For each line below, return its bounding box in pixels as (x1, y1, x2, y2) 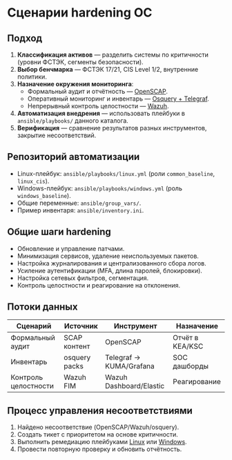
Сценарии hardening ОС (7, 5, 153, 21)
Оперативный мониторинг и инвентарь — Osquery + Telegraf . (27, 94, 209, 103)
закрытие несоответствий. (17, 131, 97, 139)
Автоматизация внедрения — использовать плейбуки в (17, 109, 185, 117)
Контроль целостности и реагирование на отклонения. (17, 281, 181, 289)
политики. (17, 72, 47, 81)
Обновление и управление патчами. (17, 244, 125, 252)
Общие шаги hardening (7, 226, 112, 238)
